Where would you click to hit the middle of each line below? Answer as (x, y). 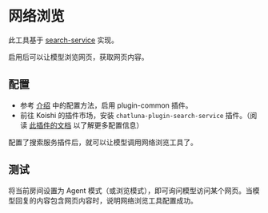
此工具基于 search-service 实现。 (63, 40)
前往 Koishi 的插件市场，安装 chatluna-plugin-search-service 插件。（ (135, 115)
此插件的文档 (50, 125)
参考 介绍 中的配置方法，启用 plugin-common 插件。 (106, 105)
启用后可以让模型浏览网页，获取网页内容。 (78, 57)
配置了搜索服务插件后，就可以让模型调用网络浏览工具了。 (103, 142)
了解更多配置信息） (112, 125)
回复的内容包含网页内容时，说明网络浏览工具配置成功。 (106, 200)
